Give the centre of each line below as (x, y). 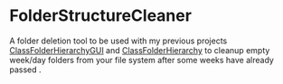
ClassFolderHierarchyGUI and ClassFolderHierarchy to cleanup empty (140, 50)
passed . (26, 70)
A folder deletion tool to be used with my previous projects (118, 41)
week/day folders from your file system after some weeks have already (141, 60)
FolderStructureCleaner (101, 16)
